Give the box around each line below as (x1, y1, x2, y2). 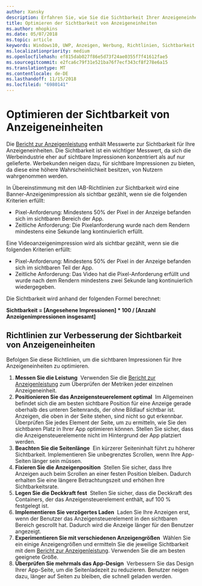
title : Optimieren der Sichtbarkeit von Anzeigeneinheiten (6, 20, 158, 26)
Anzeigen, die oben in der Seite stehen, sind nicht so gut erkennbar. (14, 412, 183, 420)
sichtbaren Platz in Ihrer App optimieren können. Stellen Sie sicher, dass (14, 425, 194, 432)
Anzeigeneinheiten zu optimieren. (6, 362, 90, 370)
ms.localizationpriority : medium (6, 48, 90, 54)
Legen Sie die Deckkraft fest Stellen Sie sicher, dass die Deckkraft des (14, 489, 192, 496)
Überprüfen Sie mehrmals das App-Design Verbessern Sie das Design (14, 559, 194, 567)
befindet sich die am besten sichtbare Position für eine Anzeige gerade (14, 399, 191, 407)
